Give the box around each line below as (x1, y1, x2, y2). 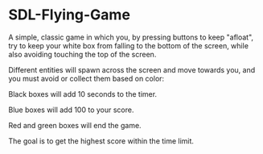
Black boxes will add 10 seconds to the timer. (8, 89, 158, 98)
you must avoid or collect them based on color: (8, 73, 165, 83)
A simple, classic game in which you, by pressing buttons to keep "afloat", (8, 32, 254, 42)
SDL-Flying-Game (8, 6, 131, 24)
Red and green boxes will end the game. (8, 120, 142, 130)
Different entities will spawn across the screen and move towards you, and (8, 65, 256, 74)
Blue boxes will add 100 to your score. (8, 105, 134, 114)
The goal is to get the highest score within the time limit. (8, 135, 195, 146)
